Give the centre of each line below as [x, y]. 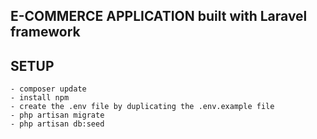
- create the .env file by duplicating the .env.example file [142, 107]
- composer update [48, 89]
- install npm [40, 98]
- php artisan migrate [57, 115]
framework [45, 32]
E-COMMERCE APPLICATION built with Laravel [159, 16]
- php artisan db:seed [57, 124]
